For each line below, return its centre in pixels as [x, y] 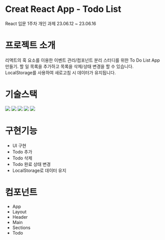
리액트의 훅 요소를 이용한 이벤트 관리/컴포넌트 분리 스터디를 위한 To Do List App [82, 60]
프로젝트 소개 [30, 45]
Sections [21, 228]
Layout [19, 212]
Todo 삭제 [22, 158]
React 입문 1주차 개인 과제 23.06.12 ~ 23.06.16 [51, 23]
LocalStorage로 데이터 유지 [39, 170]
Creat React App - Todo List [63, 9]
